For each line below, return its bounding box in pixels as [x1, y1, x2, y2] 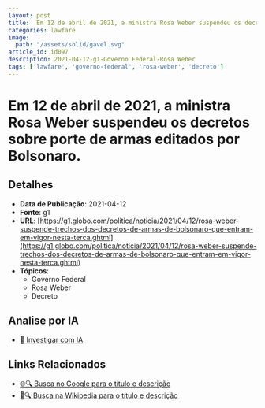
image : [8, 33, 30, 42]
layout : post [8, 11, 51, 20]
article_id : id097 [8, 48, 69, 56]
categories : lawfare [8, 26, 77, 34]
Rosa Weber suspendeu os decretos [8, 113, 250, 131]
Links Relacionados [8, 358, 106, 371]
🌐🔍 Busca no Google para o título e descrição [19, 379, 171, 388]
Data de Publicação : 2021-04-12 [19, 198, 127, 209]
